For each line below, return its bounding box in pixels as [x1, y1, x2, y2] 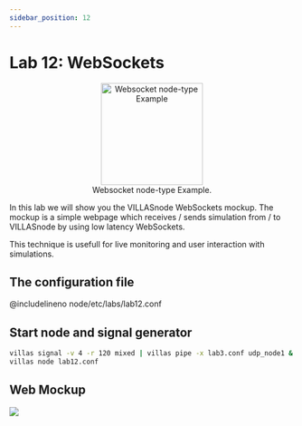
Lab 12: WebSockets [9, 52, 165, 73]
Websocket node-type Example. [91, 184, 212, 195]
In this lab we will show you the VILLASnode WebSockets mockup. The [9, 201, 274, 213]
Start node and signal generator [9, 324, 193, 340]
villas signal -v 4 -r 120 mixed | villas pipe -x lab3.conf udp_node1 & [9, 349, 294, 358]
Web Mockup [9, 382, 86, 398]
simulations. [9, 248, 54, 259]
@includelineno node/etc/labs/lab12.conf [9, 298, 163, 309]
